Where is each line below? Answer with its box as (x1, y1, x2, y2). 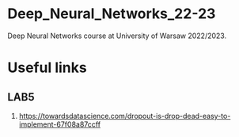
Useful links (7, 59, 88, 77)
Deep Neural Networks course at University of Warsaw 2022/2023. (7, 31, 227, 40)
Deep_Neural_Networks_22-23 (7, 5, 216, 23)
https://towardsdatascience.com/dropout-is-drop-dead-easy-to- (18, 111, 231, 120)
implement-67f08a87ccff (18, 120, 101, 129)
